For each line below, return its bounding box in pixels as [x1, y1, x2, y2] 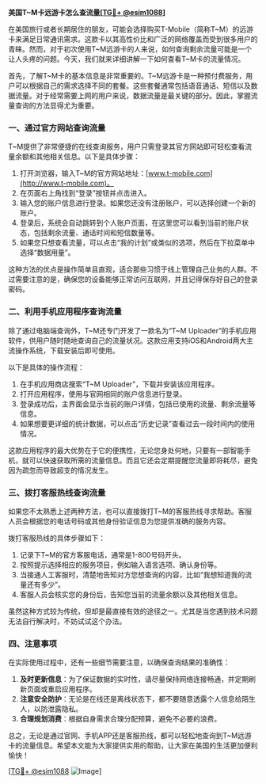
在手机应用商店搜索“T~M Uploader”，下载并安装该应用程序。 [19, 379, 219, 389]
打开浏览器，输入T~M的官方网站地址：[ [19, 169, 149, 178]
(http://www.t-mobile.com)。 [19, 178, 115, 188]
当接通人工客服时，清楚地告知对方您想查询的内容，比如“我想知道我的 [19, 569, 245, 579]
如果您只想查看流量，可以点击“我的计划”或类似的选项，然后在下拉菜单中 [19, 238, 256, 248]
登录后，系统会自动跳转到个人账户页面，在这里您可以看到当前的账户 [19, 218, 242, 228]
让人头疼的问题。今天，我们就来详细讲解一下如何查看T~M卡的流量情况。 [8, 55, 245, 63]
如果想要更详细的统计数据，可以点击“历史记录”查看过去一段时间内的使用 [19, 419, 256, 428]
